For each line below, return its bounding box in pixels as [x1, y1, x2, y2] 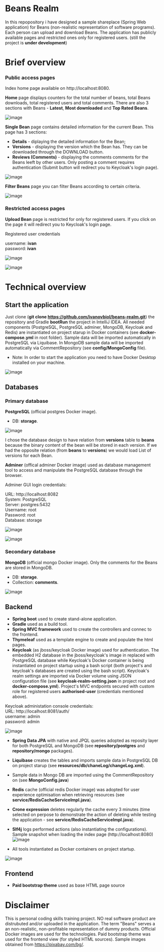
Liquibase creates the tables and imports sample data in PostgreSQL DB [12, 757, 158, 763]
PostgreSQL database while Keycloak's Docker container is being [12, 657, 144, 663]
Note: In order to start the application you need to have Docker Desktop [12, 354, 156, 360]
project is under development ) [5, 40, 67, 45]
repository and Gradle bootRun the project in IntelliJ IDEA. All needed [5, 319, 145, 325]
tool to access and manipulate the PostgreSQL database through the [5, 467, 143, 473]
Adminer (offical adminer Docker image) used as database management [5, 462, 151, 468]
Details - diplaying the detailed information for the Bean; [12, 139, 126, 144]
